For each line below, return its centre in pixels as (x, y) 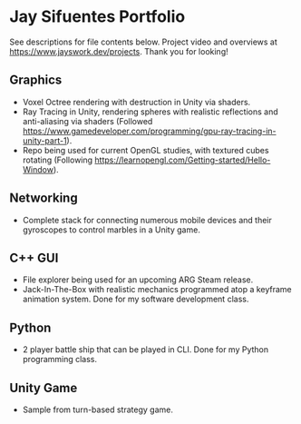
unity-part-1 (44, 140)
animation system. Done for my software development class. (136, 299)
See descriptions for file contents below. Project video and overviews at (144, 42)
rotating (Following (58, 160)
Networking (44, 198)
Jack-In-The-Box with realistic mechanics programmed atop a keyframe (157, 290)
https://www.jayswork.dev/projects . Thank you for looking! (119, 51)
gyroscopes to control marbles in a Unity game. (112, 230)
